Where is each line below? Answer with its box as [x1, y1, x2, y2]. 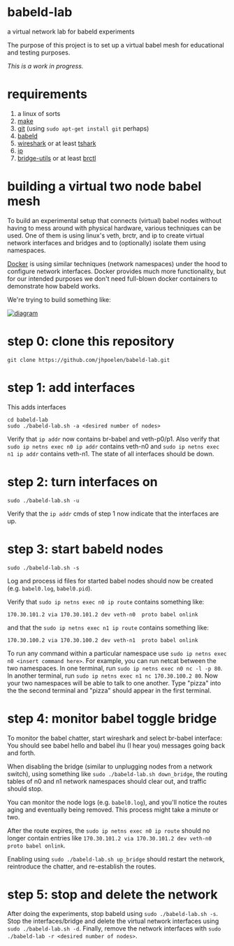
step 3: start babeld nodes [7, 541, 163, 557]
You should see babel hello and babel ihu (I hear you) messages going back [7, 741, 226, 750]
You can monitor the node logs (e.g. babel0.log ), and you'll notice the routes [7, 798, 228, 806]
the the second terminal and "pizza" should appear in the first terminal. [7, 686, 212, 694]
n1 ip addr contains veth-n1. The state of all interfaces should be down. [7, 449, 214, 458]
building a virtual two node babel [7, 179, 202, 194]
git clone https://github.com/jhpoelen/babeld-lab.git [7, 356, 170, 363]
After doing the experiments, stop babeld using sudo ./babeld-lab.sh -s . [7, 910, 219, 918]
